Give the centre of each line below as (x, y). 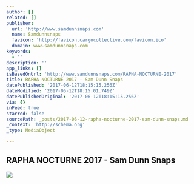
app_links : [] (24, 68)
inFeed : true (23, 108)
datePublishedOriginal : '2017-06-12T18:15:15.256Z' (73, 97)
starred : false (25, 114)
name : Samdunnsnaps (36, 35)
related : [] (21, 18)
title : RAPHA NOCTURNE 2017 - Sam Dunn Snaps (65, 80)
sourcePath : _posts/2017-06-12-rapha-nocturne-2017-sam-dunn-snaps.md (97, 119)
